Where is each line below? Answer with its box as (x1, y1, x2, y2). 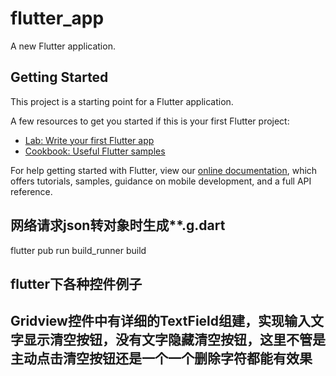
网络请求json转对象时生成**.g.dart (10, 217, 226, 234)
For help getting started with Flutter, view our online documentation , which (10, 164, 318, 176)
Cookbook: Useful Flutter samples (24, 145, 166, 157)
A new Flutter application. (10, 40, 116, 52)
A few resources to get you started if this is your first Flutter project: (10, 115, 290, 127)
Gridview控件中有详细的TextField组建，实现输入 (10, 313, 312, 330)
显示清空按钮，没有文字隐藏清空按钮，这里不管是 (23, 332, 326, 349)
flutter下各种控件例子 (10, 275, 143, 292)
